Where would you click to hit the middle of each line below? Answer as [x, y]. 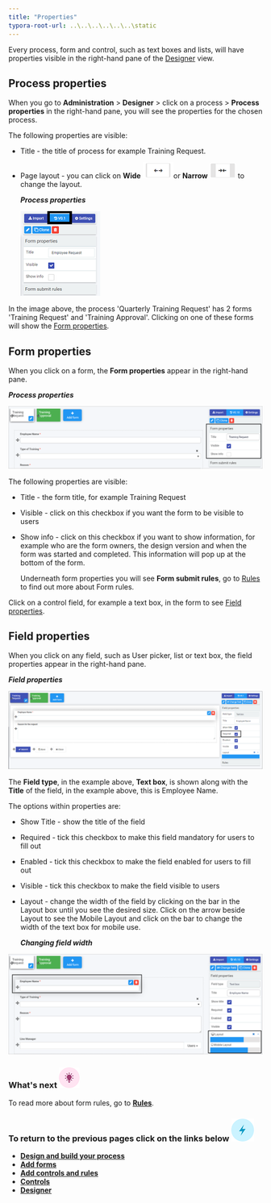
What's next [33, 1085]
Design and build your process [72, 1155]
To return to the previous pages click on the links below [119, 1138]
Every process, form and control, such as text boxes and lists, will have [126, 49]
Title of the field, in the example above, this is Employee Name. [113, 790]
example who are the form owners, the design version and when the [133, 545]
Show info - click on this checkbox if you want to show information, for [138, 537]
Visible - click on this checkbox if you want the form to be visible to [132, 513]
